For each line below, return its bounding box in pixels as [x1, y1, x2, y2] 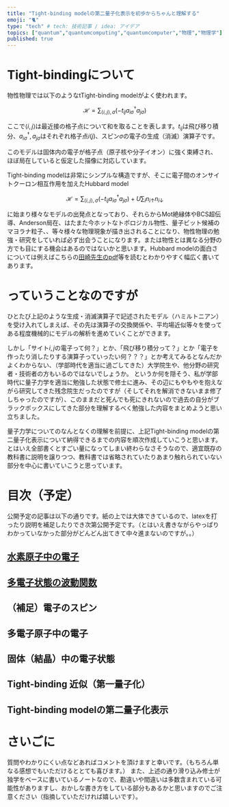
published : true [7, 36, 53, 43]
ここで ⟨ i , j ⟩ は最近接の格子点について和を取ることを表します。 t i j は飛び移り [7, 121, 213, 132]
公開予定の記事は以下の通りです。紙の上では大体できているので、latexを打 [7, 512, 217, 520]
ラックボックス [7, 404, 49, 412]
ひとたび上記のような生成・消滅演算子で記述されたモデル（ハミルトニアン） [7, 312, 223, 320]
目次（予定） [7, 488, 80, 504]
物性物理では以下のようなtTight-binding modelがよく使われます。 [7, 91, 191, 100]
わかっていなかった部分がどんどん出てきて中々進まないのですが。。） [7, 529, 198, 537]
